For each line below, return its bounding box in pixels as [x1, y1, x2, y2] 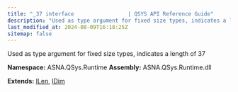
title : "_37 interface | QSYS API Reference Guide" [7, 10, 214, 18]
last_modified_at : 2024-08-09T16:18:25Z [7, 23, 129, 30]
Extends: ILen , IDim [7, 77, 65, 86]
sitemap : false [7, 30, 52, 38]
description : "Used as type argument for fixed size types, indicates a [7, 17, 227, 24]
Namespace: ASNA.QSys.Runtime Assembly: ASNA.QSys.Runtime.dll [7, 63, 212, 71]
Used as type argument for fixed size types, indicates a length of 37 [7, 50, 205, 58]
